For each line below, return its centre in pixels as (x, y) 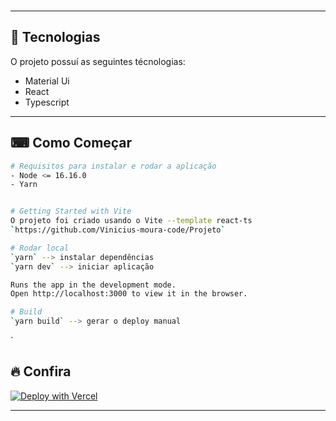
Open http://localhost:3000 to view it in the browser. (129, 294)
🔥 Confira (41, 371)
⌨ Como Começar (71, 143)
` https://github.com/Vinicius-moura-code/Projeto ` (118, 230)
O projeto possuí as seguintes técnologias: (98, 61)
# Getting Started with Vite (71, 211)
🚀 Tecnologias (55, 37)
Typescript (47, 102)
